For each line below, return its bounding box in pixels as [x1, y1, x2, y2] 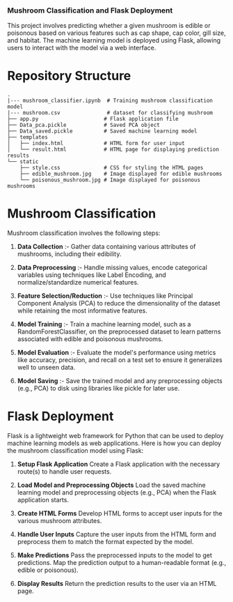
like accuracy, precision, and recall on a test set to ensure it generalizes [17, 356, 223, 364]
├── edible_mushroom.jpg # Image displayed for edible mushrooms [19, 170, 223, 178]
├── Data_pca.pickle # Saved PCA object [7, 121, 160, 129]
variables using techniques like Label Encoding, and [17, 271, 166, 279]
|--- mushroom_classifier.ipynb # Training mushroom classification [7, 97, 214, 105]
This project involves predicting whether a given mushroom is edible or [7, 22, 211, 30]
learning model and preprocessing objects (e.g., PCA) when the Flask [17, 488, 217, 497]
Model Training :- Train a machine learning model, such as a [17, 320, 191, 329]
